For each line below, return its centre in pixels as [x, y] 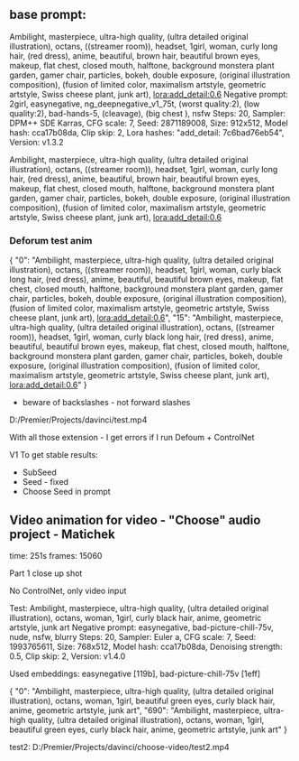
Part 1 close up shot [46, 573]
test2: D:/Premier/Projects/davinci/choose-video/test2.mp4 [119, 747]
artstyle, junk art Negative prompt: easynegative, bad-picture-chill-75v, [142, 627]
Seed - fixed [45, 482]
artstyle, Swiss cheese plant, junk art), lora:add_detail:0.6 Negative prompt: [149, 94]
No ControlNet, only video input [68, 590]
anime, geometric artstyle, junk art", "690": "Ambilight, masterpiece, [136, 710]
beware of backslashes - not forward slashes [106, 403]
